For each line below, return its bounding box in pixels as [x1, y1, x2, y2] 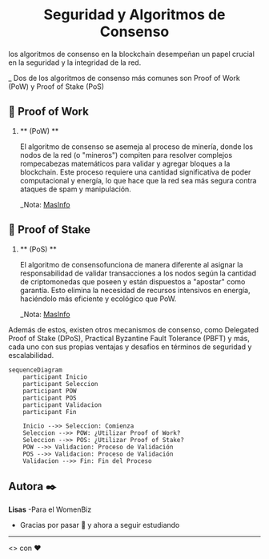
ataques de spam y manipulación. [19, 184, 132, 194]
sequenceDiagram [8, 366, 62, 374]
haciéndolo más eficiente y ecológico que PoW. [19, 294, 177, 304]
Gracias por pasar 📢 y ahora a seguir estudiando [19, 521, 180, 530]
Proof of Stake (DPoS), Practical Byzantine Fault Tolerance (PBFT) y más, [8, 333, 250, 343]
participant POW [22, 387, 78, 395]
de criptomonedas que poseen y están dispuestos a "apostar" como [19, 276, 246, 286]
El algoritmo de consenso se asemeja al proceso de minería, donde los [19, 142, 254, 151]
